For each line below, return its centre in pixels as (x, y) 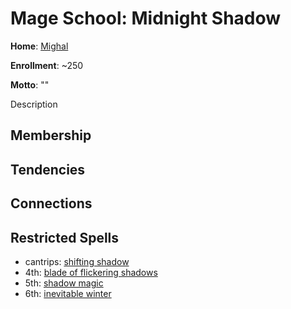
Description (34, 104)
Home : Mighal (39, 46)
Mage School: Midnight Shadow (146, 18)
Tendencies (48, 169)
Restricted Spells (65, 237)
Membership (51, 135)
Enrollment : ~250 (47, 65)
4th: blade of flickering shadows (91, 272)
